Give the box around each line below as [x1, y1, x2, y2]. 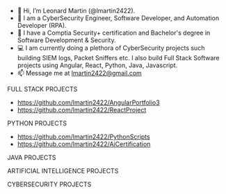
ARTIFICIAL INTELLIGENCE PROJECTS [7, 167, 119, 175]
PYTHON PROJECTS [7, 119, 67, 127]
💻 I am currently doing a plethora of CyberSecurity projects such [17, 44, 205, 52]
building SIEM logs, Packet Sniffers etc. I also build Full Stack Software [17, 54, 220, 62]
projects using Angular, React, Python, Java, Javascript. [17, 61, 178, 69]
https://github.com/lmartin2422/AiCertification [17, 140, 151, 148]
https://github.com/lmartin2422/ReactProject [17, 106, 147, 114]
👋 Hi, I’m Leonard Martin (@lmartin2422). [17, 7, 136, 15]
